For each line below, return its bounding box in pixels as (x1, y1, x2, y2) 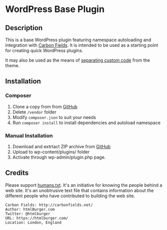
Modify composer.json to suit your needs (12, 114, 96, 120)
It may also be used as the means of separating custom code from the (5, 57, 150, 63)
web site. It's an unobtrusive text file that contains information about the (5, 187, 154, 193)
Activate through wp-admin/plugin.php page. (12, 154, 106, 160)
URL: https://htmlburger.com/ (5, 215, 69, 220)
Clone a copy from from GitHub (12, 103, 78, 109)
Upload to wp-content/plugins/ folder (12, 149, 90, 155)
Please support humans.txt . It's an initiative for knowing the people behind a (5, 182, 162, 188)
